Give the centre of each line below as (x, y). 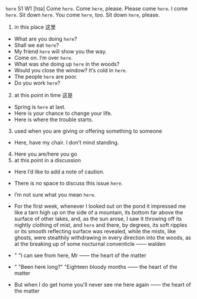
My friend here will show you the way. (61, 52)
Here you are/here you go (46, 154)
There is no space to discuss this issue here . (68, 183)
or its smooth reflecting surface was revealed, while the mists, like (95, 231)
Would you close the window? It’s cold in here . (71, 70)
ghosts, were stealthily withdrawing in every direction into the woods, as (102, 237)
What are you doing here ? (46, 39)
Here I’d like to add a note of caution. (59, 172)
